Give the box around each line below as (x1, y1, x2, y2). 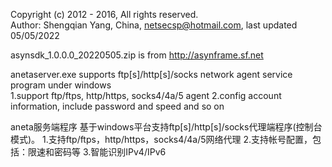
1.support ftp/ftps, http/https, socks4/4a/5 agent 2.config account (10, 90, 282, 101)
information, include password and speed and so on (10, 100, 225, 112)
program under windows (10, 79, 112, 91)
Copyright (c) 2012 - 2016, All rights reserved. (10, 9, 199, 20)
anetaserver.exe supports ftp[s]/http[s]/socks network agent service (10, 69, 293, 80)
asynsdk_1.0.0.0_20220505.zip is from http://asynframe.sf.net (10, 49, 264, 61)
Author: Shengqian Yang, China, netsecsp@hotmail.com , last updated (10, 19, 298, 31)
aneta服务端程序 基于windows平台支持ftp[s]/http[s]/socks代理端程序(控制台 (10, 121, 323, 133)
